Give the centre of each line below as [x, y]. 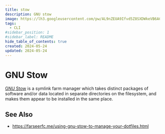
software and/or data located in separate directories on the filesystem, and [81, 94]
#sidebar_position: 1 [27, 32]
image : [12, 19]
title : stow [17, 10]
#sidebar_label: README [29, 37]
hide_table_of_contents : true [36, 42]
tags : [11, 23]
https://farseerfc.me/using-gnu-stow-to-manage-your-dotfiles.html [80, 126]
